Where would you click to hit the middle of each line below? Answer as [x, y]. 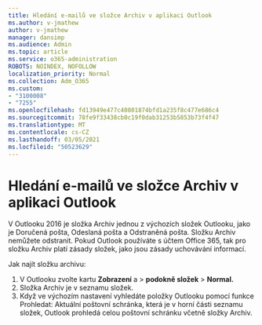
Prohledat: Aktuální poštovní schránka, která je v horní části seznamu [131, 305]
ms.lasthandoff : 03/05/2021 [54, 139]
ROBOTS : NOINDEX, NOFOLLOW [52, 67]
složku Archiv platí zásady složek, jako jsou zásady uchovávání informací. [127, 249]
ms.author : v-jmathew [44, 23]
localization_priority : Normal [59, 74]
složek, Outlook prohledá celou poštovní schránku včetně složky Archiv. [136, 313]
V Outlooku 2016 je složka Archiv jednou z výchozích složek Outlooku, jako [129, 224]
